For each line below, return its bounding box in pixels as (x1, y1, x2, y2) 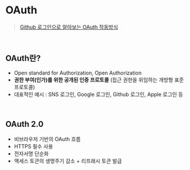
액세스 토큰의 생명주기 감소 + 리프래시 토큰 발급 (13, 157, 122, 164)
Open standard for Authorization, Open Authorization (13, 69, 142, 76)
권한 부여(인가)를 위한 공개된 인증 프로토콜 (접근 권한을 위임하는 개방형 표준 (13, 76, 184, 83)
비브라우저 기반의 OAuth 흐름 (13, 135, 81, 143)
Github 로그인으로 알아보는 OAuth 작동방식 (19, 23, 118, 30)
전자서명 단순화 (13, 150, 49, 157)
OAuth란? (5, 54, 41, 63)
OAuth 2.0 (5, 119, 44, 129)
